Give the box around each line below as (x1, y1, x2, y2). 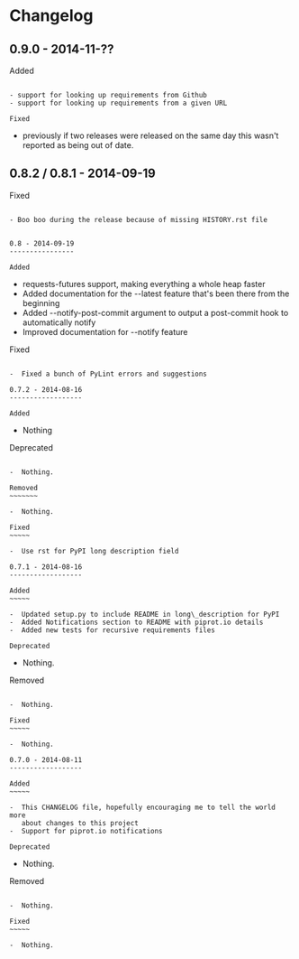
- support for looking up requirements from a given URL (9, 98, 228, 107)
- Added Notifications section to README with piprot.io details (9, 618, 264, 627)
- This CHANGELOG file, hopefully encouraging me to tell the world (9, 803, 276, 812)
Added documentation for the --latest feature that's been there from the (22, 288, 290, 299)
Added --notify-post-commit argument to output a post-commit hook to (22, 307, 289, 318)
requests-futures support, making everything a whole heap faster (22, 278, 266, 289)
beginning (22, 297, 60, 308)
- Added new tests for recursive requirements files (9, 625, 216, 635)
